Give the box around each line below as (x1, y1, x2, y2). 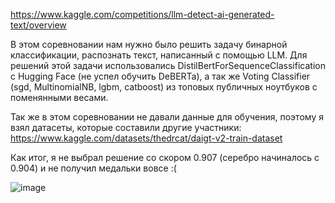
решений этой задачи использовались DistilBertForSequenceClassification (10, 60, 326, 71)
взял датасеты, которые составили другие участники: (10, 122, 242, 133)
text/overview (10, 19, 67, 31)
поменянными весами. (10, 92, 109, 103)
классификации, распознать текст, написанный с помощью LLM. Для (10, 49, 308, 61)
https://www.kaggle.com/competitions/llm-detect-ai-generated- (10, 9, 275, 20)
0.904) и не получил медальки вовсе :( (10, 162, 177, 174)
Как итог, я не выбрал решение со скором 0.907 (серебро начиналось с (10, 152, 320, 163)
